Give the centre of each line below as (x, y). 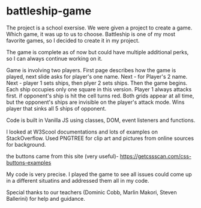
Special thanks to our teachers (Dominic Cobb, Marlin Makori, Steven (91, 192)
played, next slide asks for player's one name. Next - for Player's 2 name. (97, 76)
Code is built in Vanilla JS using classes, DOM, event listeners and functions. (101, 120)
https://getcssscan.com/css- (156, 156)
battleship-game (49, 11)
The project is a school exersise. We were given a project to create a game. (99, 28)
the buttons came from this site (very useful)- (62, 156)
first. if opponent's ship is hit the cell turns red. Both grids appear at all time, (100, 96)
